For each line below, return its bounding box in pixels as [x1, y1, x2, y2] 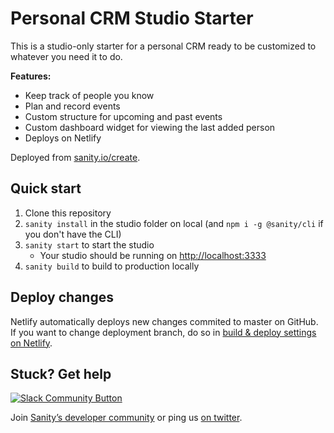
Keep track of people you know [24, 89, 155, 101]
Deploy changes [10, 289, 114, 306]
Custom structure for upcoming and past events [24, 110, 223, 122]
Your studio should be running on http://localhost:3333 [39, 249, 267, 261]
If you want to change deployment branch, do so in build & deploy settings [10, 326, 317, 338]
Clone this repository [24, 207, 112, 219]
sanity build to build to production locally [24, 260, 200, 272]
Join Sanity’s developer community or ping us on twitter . [10, 412, 243, 424]
